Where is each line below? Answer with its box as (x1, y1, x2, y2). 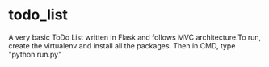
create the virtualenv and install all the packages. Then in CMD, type (8, 40, 236, 50)
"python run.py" (8, 49, 62, 59)
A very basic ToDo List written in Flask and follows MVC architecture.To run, (8, 32, 262, 42)
